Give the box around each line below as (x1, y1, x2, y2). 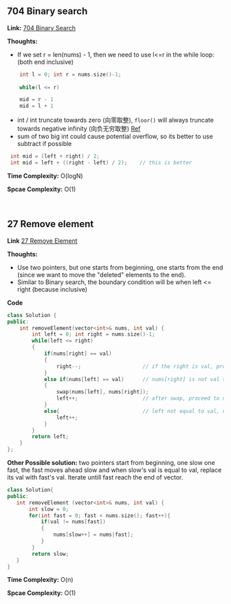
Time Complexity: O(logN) (7, 171, 84, 180)
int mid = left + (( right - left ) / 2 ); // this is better (10, 160, 192, 166)
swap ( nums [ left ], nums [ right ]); (56, 389, 149, 396)
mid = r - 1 (19, 96, 54, 103)
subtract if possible (16, 140, 72, 148)
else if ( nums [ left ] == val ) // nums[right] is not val (43, 376, 220, 382)
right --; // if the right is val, (56, 363, 214, 370)
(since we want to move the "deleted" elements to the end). (16, 270, 186, 279)
